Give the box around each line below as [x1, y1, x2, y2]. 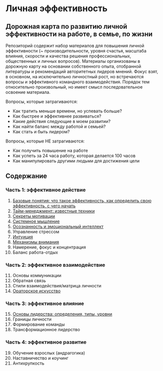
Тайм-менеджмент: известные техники [12, 208, 95, 214]
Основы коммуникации [12, 272, 62, 278]
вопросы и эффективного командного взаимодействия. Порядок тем [5, 79, 150, 85]
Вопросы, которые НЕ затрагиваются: [5, 138, 85, 144]
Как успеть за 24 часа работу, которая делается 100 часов [12, 153, 136, 159]
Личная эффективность [5, 3, 108, 14]
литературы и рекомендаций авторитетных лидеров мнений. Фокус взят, [5, 69, 159, 74]
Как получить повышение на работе [12, 148, 88, 153]
